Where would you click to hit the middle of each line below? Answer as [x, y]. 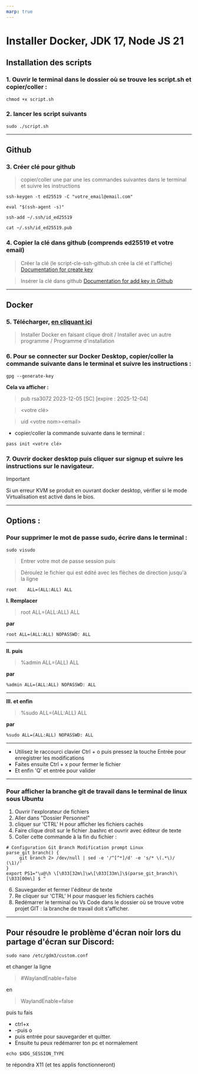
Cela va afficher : [27, 387]
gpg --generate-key [30, 376]
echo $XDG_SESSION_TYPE [35, 1054]
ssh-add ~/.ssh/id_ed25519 [39, 218]
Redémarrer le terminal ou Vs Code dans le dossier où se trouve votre [99, 902]
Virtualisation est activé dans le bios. [51, 497]
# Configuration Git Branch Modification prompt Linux [75, 848]
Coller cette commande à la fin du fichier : [65, 837]
